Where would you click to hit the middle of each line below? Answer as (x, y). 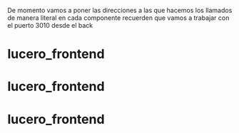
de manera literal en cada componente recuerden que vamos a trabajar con (118, 18)
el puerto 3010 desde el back (50, 25)
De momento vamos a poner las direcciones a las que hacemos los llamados (120, 10)
